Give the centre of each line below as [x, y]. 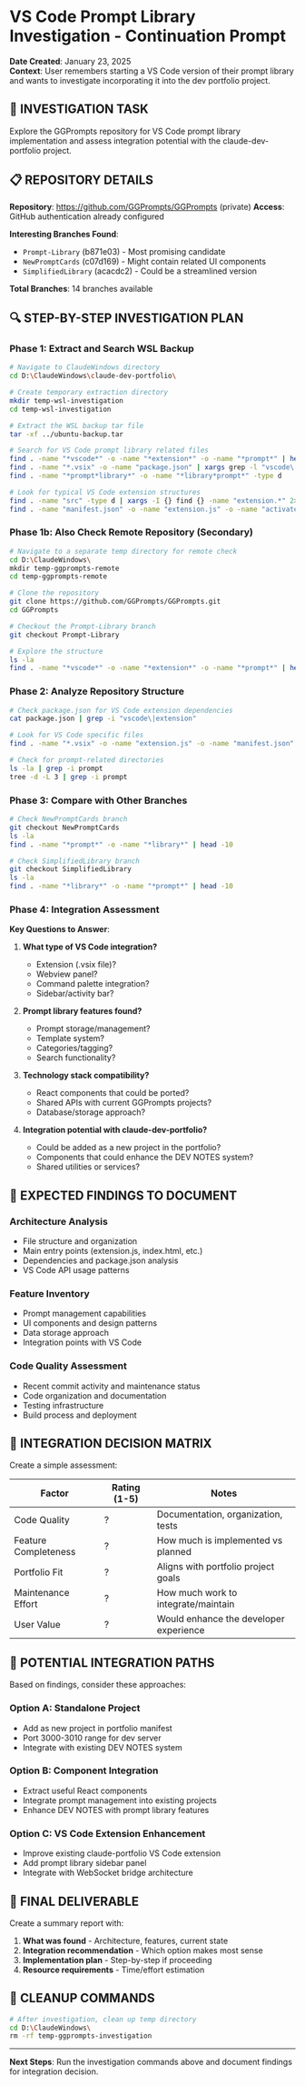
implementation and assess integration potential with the [115, 140]
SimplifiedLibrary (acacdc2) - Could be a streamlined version [139, 271]
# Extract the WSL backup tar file [77, 426]
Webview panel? [67, 974]
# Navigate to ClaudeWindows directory [85, 367]
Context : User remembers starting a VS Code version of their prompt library [152, 71]
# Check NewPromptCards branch [69, 819]
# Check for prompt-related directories [87, 760]
